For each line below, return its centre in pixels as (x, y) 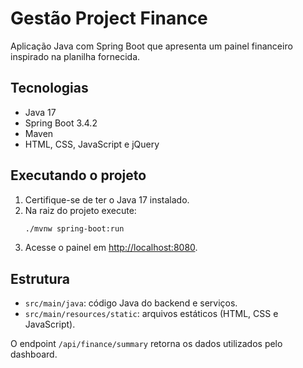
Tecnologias (49, 88)
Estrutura (40, 278)
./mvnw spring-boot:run (74, 228)
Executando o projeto (78, 175)
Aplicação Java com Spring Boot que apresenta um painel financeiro (151, 46)
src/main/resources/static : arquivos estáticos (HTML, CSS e (151, 314)
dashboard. (34, 354)
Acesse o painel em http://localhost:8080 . (111, 248)
